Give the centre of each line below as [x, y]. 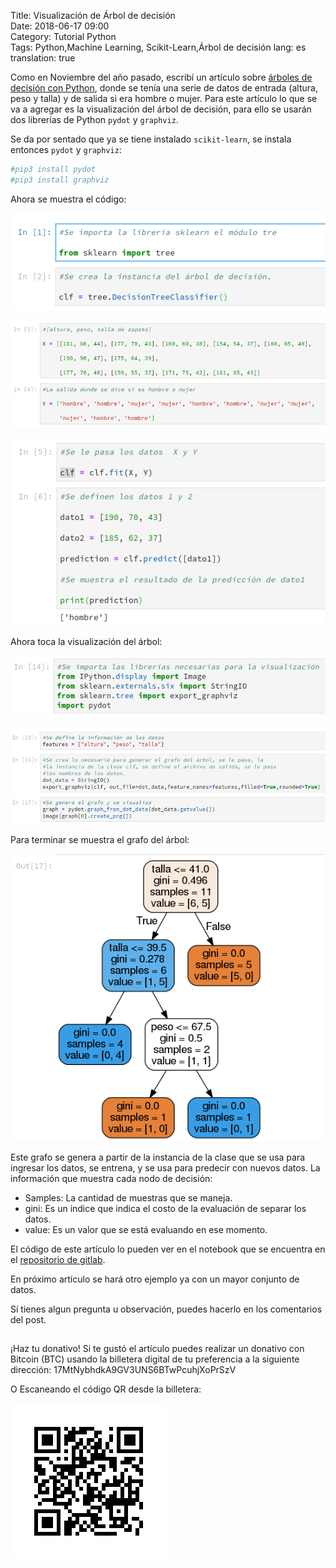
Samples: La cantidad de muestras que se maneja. [128, 1197]
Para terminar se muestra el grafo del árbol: [100, 840]
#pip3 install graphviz [60, 180]
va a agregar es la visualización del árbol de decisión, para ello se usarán [161, 109]
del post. [28, 1319]
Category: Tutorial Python [63, 36]
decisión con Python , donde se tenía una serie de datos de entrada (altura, [164, 88]
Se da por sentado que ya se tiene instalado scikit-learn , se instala [151, 139]
